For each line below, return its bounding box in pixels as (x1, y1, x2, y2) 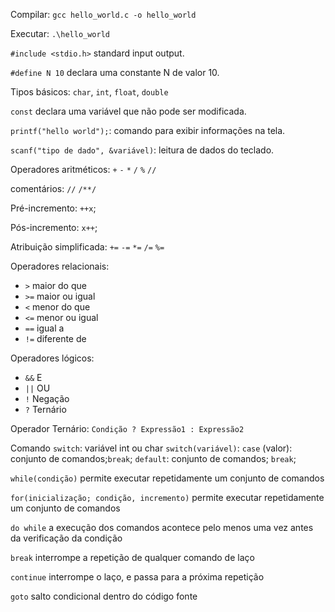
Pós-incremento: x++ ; (10, 222, 98, 233)
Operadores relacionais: (10, 260, 110, 272)
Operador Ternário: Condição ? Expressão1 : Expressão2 (10, 423, 245, 434)
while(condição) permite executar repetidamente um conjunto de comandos (10, 472, 325, 484)
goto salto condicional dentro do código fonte (10, 590, 198, 602)
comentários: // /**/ (10, 183, 97, 194)
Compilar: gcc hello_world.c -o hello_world (10, 9, 197, 20)
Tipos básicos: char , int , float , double (10, 86, 169, 98)
